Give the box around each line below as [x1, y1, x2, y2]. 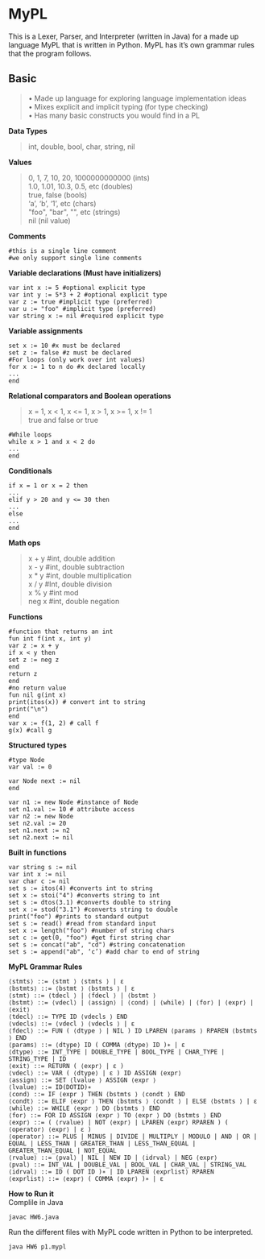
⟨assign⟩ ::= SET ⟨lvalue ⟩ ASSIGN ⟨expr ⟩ [8, 1076, 157, 1084]
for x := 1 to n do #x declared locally [8, 362, 147, 371]
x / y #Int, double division [27, 579, 113, 589]
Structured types [8, 740, 67, 750]
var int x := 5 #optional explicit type [8, 284, 147, 292]
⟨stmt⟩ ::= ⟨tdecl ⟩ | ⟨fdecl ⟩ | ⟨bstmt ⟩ [8, 992, 157, 1000]
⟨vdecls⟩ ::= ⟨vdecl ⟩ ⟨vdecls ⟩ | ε [8, 1020, 135, 1028]
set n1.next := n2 [8, 826, 70, 835]
